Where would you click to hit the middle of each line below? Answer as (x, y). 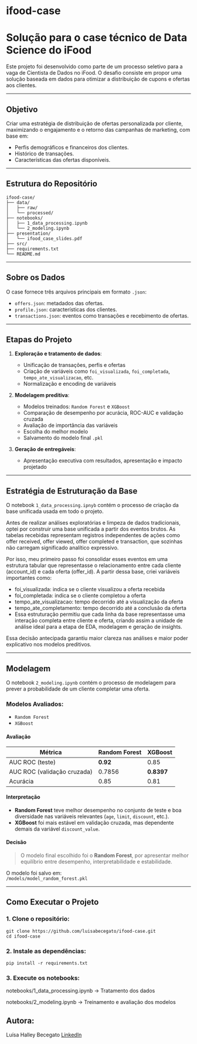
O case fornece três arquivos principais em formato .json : (76, 292)
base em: (17, 136)
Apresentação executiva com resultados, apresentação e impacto (103, 461)
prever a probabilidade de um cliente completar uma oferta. (78, 689)
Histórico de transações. (44, 154)
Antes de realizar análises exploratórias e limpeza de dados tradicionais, (93, 523)
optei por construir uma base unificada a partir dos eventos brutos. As (91, 529)
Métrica (51, 752)
